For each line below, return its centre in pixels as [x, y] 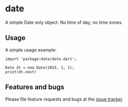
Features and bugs [35, 87]
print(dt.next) [21, 72]
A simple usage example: [31, 50]
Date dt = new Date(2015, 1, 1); [40, 67]
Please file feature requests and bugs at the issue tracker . [64, 99]
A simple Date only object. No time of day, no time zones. [64, 22]
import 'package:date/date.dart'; [41, 59]
